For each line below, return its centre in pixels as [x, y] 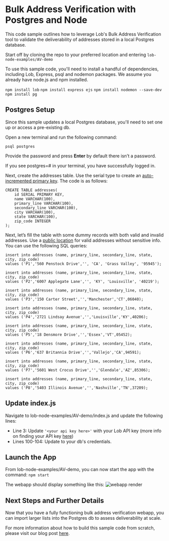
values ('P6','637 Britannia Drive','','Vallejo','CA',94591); [73, 352]
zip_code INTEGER [33, 221]
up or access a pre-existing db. [38, 127]
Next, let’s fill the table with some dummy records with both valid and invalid [85, 235]
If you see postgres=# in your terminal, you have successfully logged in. [80, 165]
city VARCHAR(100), [35, 212]
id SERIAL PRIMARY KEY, [39, 194]
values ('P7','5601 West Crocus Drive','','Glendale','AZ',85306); [78, 370]
